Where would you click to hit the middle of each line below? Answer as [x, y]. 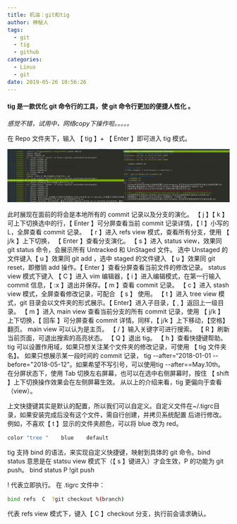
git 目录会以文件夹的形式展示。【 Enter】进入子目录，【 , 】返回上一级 [119, 303]
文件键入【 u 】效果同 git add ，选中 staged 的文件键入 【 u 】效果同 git [111, 258]
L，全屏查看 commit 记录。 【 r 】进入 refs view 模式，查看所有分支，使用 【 [119, 232]
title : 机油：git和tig [38, 15]
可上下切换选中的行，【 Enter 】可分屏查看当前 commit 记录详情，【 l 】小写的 [118, 223]
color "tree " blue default [58, 438]
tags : [15, 30]
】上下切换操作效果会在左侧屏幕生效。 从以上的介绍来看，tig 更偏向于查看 [115, 382]
